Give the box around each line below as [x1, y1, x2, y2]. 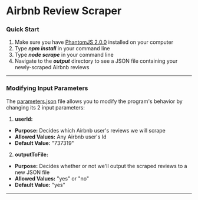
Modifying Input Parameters [6, 84, 88, 92]
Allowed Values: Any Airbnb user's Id [14, 133, 107, 140]
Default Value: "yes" [14, 181, 66, 188]
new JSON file [14, 169, 50, 176]
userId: [14, 115, 34, 122]
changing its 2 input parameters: [6, 104, 85, 111]
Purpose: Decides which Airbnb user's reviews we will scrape [14, 127, 166, 134]
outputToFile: [14, 151, 49, 158]
